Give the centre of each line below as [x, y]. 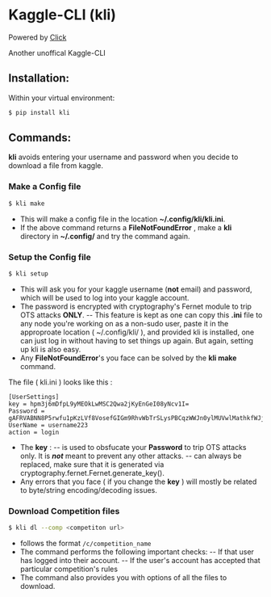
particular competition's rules [69, 569]
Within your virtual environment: [62, 98]
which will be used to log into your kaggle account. [104, 297]
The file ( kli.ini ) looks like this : [60, 382]
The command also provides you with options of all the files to [123, 577]
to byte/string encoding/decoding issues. [88, 490]
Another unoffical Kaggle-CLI [57, 53]
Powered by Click [38, 37]
